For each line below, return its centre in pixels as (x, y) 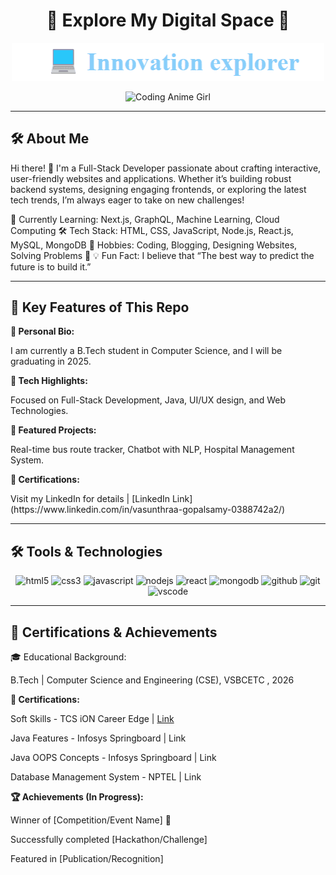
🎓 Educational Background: (68, 657)
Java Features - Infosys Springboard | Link (98, 738)
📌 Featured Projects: (53, 430)
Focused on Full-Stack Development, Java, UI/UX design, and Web (148, 400)
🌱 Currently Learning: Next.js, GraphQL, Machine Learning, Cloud (145, 219)
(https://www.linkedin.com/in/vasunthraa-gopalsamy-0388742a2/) (148, 510)
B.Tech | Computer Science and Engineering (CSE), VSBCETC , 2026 (152, 680)
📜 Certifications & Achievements (114, 632)
